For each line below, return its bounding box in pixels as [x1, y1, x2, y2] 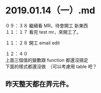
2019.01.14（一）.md [5, 5, 95, 16]
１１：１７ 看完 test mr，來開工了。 [5, 29, 81, 35]
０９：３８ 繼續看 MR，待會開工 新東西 [5, 22, 88, 29]
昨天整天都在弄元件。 [5, 80, 73, 88]
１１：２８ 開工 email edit [5, 39, 60, 46]
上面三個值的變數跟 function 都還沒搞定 [5, 57, 89, 63]
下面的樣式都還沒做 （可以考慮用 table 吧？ [5, 63, 97, 69]
